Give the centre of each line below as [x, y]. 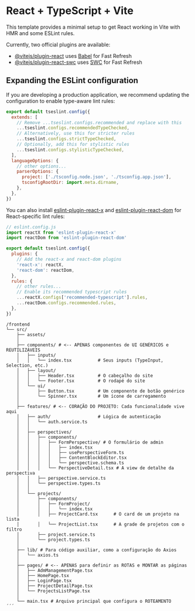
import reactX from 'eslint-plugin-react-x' [61, 233]
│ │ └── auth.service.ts [52, 422]
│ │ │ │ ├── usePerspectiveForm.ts [71, 452]
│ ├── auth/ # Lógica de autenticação [89, 417]
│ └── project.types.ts [54, 540]
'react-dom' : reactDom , [46, 270]
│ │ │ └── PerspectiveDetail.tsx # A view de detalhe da [95, 468]
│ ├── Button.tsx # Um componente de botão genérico [100, 391]
